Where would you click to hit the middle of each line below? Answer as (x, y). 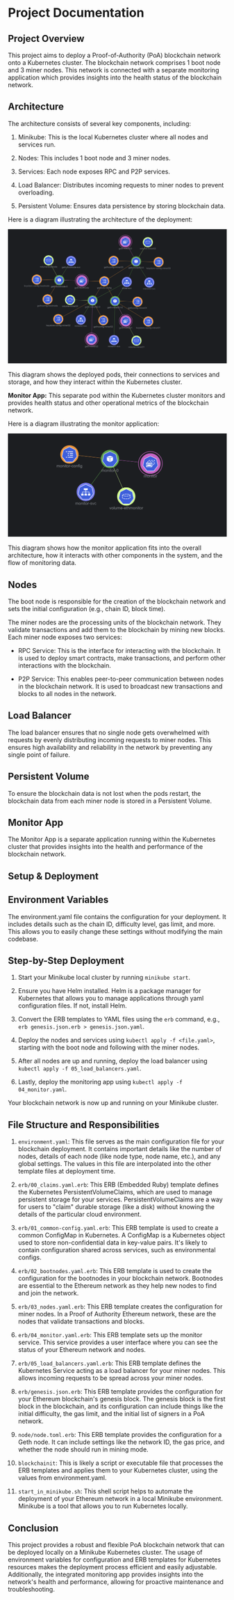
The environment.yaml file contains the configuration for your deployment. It (117, 916)
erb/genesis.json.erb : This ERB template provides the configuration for (120, 1392)
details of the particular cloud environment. (80, 1215)
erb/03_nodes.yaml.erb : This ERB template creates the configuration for (120, 1307)
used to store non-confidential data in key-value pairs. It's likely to (112, 1243)
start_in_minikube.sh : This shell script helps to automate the (105, 1491)
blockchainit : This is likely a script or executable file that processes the (120, 1463)
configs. (30, 1257)
